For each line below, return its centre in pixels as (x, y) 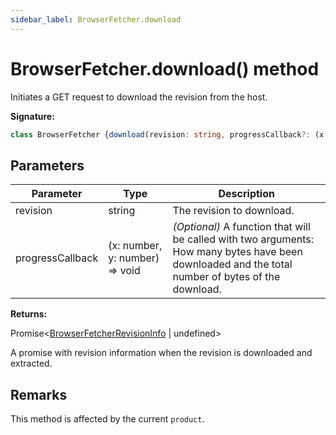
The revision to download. (233, 211)
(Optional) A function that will (241, 227)
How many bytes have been (237, 252)
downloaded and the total (232, 264)
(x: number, (135, 246)
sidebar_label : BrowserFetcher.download (96, 19)
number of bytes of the (226, 277)
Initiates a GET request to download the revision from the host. (139, 97)
